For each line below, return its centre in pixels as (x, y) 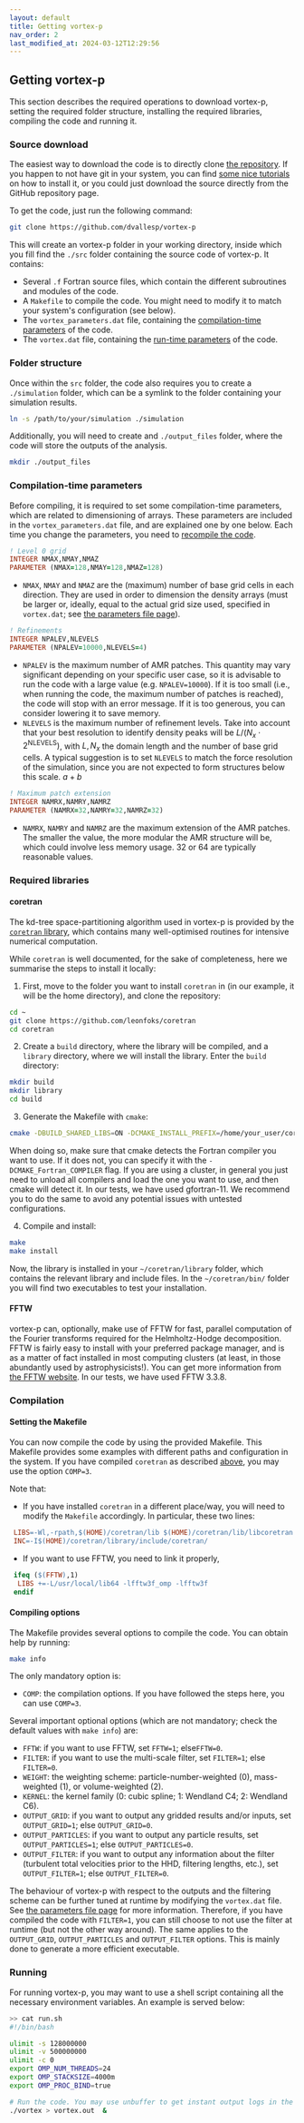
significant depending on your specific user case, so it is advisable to (152, 674)
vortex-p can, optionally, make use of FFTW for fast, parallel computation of (151, 1328)
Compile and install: (59, 1225)
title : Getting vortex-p (56, 26)
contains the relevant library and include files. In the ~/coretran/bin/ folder (149, 1278)
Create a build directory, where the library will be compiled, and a (145, 1047)
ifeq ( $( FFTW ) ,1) (46, 1575)
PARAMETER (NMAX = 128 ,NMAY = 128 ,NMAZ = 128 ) (87, 568)
